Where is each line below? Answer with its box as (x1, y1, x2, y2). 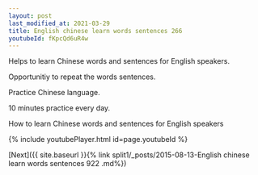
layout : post (8, 11, 53, 20)
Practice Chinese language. (8, 88, 100, 98)
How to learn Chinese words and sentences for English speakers (8, 119, 224, 129)
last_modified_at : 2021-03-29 (8, 19, 111, 27)
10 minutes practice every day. (8, 103, 111, 113)
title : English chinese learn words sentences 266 (8, 27, 183, 35)
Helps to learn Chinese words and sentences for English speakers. (8, 56, 231, 66)
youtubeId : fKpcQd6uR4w (8, 34, 89, 43)
